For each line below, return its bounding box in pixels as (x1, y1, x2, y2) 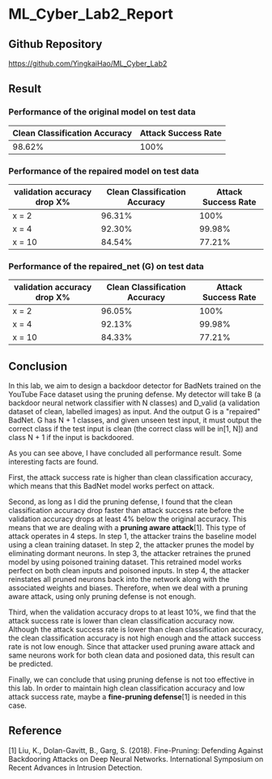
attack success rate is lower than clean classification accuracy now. (8, 616, 235, 626)
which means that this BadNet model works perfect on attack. (8, 482, 215, 491)
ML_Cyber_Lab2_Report (8, 5, 174, 24)
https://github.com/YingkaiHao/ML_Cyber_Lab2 (8, 58, 168, 68)
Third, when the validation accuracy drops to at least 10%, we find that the (8, 607, 257, 617)
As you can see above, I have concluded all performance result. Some (8, 448, 243, 458)
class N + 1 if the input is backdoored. (8, 433, 134, 443)
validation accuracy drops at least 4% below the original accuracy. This (8, 514, 247, 524)
